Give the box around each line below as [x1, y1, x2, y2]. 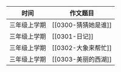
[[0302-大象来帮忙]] [52, 44, 112, 52]
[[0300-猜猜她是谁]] [52, 21, 112, 29]
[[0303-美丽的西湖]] [52, 55, 112, 63]
